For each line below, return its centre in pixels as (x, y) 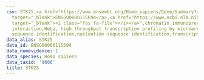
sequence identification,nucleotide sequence (70, 34)
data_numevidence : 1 (32, 51)
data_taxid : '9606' (31, 62)
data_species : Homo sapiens (42, 57)
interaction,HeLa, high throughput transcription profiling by (93, 29)
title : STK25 (23, 68)
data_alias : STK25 (29, 40)
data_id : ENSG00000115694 (39, 46)
